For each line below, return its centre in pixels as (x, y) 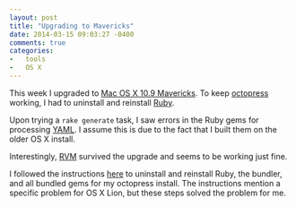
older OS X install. (43, 139)
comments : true (38, 43)
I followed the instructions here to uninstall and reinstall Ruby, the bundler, (146, 173)
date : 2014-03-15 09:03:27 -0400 (72, 34)
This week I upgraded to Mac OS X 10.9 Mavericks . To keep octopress (139, 93)
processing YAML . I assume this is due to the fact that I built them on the (144, 129)
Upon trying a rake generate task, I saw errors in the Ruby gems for (134, 120)
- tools (28, 59)
